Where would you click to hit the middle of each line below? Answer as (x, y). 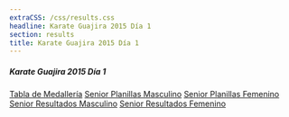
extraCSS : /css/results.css (62, 18)
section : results (42, 34)
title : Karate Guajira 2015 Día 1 (75, 43)
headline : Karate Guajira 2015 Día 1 (80, 26)
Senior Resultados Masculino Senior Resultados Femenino (118, 103)
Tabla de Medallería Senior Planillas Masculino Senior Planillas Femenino (144, 94)
